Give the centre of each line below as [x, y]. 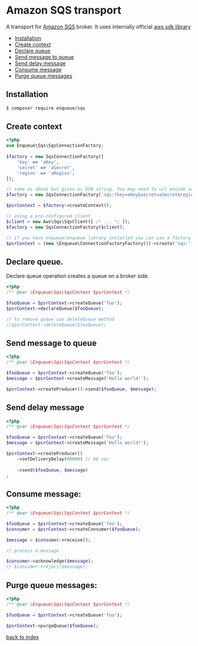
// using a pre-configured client [49, 217]
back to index [23, 637]
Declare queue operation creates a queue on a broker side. [77, 276]
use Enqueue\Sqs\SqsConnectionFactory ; [55, 146]
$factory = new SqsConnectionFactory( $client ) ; [66, 227]
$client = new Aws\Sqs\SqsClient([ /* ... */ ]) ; [68, 222]
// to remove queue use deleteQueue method [60, 319]
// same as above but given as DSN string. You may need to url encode [96, 189]
